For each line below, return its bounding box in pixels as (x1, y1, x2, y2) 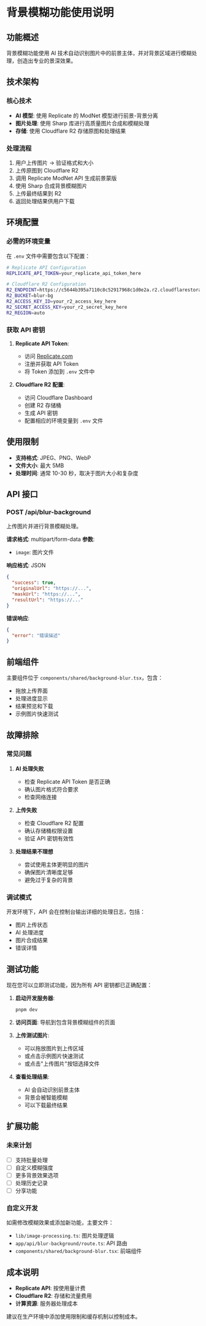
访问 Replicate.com (24, 352, 74, 360)
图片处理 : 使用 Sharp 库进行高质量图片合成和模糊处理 (15, 119, 150, 126)
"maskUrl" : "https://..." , (12, 591, 81, 597)
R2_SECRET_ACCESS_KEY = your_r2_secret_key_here (6, 304, 128, 310)
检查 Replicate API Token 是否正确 (24, 778, 110, 785)
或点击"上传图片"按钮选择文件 (24, 1060, 100, 1067)
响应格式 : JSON (6, 562, 46, 569)
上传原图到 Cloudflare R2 (15, 166, 78, 174)
